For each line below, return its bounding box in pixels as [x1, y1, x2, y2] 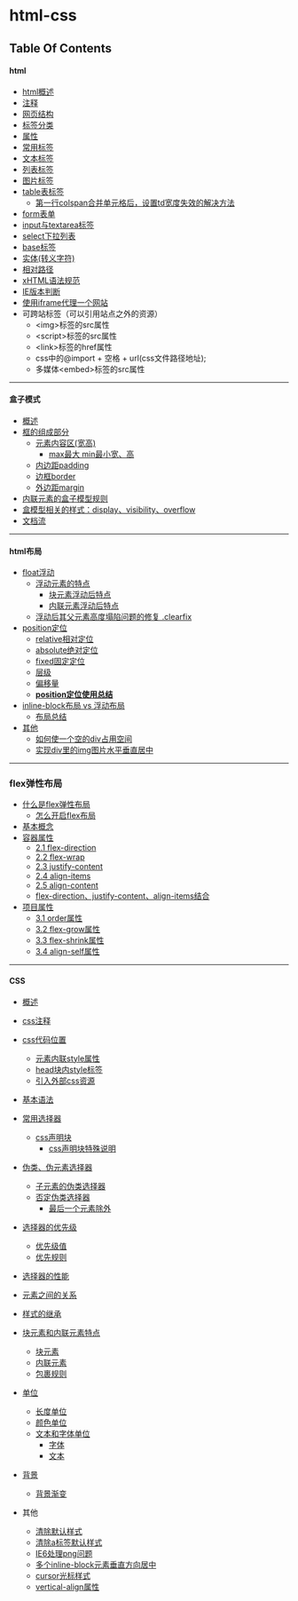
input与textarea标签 [21, 219, 95, 230]
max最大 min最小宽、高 [48, 448, 135, 459]
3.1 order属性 [35, 913, 82, 923]
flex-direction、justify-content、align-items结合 [35, 891, 210, 901]
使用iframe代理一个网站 [21, 297, 108, 307]
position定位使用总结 [35, 689, 114, 700]
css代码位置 [21, 1034, 67, 1044]
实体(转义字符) [21, 252, 75, 263]
